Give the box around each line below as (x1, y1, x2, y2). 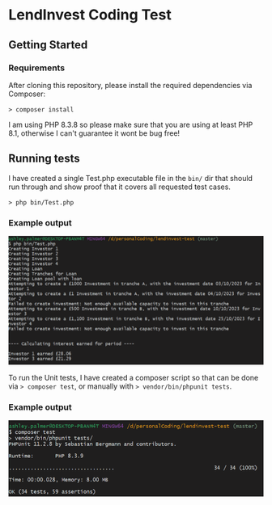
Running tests (8, 152, 81, 166)
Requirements (8, 62, 66, 74)
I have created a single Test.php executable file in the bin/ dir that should (8, 173, 253, 183)
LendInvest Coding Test (8, 6, 172, 24)
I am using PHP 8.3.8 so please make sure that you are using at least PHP (8, 120, 253, 129)
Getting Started (8, 38, 88, 52)
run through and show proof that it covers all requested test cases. (8, 182, 231, 191)
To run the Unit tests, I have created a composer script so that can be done (8, 372, 259, 382)
